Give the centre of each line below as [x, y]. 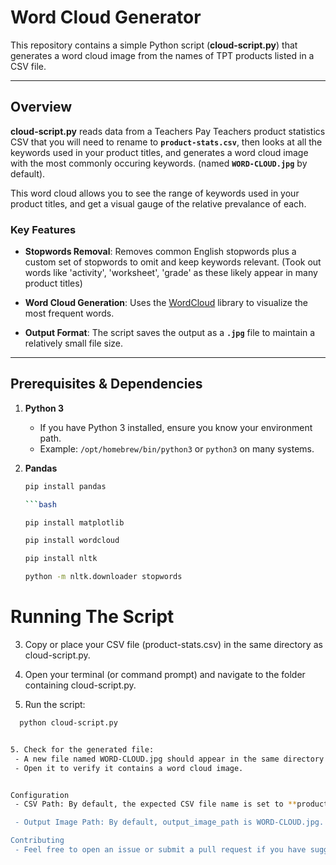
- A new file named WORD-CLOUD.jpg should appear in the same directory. [171, 759]
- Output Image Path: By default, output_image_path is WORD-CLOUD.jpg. [169, 822]
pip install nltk [61, 559]
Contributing [37, 841]
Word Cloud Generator [106, 17]
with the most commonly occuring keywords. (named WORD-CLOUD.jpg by [159, 163]
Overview [41, 107]
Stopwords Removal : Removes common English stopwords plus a [160, 252]
